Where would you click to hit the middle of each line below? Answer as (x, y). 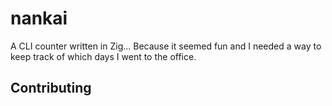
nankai (39, 18)
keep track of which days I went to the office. (103, 56)
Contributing (51, 88)
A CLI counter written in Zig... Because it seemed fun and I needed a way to (166, 46)
